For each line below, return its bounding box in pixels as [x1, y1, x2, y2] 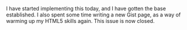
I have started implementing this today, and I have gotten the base [6, 5, 166, 12]
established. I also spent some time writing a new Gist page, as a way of [6, 11, 181, 18]
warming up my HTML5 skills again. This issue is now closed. [6, 18, 155, 24]
